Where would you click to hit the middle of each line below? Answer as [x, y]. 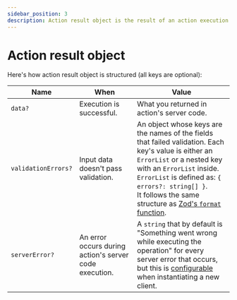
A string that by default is [180, 224]
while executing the [170, 242]
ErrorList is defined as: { [179, 177]
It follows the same [168, 195]
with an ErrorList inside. [178, 169]
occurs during [102, 246]
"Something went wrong [177, 233]
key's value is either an [175, 151]
